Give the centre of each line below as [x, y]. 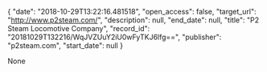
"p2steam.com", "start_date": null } [66, 46]
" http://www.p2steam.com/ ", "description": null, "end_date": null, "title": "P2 [133, 20]
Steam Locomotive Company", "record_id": [79, 28]
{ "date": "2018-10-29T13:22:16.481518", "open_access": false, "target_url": [132, 12]
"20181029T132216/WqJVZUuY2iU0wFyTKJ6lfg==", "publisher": [115, 37]
